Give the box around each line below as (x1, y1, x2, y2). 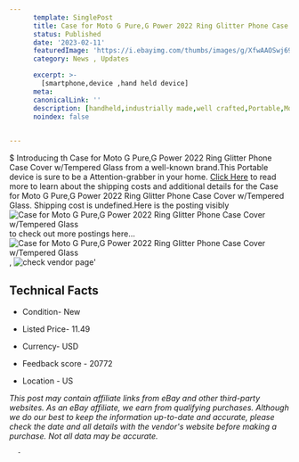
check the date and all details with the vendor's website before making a (9, 421, 278, 432)
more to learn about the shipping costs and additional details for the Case (9, 181, 279, 192)
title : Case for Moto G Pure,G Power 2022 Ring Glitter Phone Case (32, 21, 289, 30)
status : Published (32, 29, 101, 38)
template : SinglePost (32, 12, 114, 22)
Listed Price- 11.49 (21, 323, 91, 334)
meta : (32, 87, 53, 96)
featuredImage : (32, 46, 90, 55)
